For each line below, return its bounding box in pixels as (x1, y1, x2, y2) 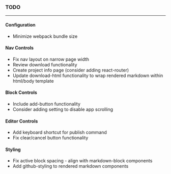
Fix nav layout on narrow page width (12, 56, 90, 62)
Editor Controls (5, 118, 38, 124)
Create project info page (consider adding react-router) (12, 67, 129, 73)
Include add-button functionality (12, 101, 80, 107)
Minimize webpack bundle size (12, 33, 78, 39)
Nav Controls (5, 45, 34, 51)
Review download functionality (12, 61, 77, 67)
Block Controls (5, 89, 37, 95)
